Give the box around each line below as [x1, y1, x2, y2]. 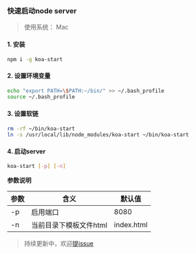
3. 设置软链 [7, 109, 39, 118]
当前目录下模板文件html [31, 220, 108, 230]
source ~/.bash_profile [7, 94, 76, 100]
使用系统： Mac [23, 23, 69, 32]
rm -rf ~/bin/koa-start [7, 125, 76, 132]
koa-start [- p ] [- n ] [7, 163, 67, 170]
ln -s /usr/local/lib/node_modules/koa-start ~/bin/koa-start [7, 131, 189, 138]
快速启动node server [7, 6, 77, 15]
